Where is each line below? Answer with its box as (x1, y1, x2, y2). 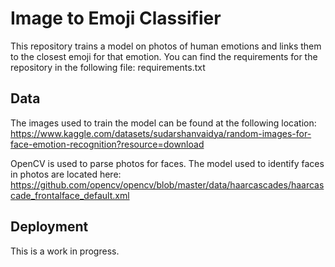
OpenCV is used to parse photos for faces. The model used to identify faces (10, 157, 325, 169)
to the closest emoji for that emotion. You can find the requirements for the (10, 50, 318, 62)
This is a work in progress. (10, 245, 120, 257)
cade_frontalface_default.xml (10, 189, 130, 201)
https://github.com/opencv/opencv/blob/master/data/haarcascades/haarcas (10, 178, 325, 191)
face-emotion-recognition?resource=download (10, 138, 205, 150)
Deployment (10, 218, 89, 236)
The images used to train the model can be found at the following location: (10, 117, 317, 129)
